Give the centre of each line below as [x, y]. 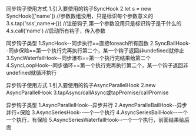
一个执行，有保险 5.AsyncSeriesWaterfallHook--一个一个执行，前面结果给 [95, 120]
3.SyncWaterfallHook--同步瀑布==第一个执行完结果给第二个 [79, 58]
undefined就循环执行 [31, 73]
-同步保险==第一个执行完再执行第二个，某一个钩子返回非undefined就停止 [95, 51]
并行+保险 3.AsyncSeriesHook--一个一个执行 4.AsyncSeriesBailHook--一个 [97, 112]
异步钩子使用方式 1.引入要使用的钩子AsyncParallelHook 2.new [81, 85]
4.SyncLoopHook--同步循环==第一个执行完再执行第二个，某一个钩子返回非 [97, 65]
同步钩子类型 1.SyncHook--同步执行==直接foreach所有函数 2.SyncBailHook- [99, 43]
